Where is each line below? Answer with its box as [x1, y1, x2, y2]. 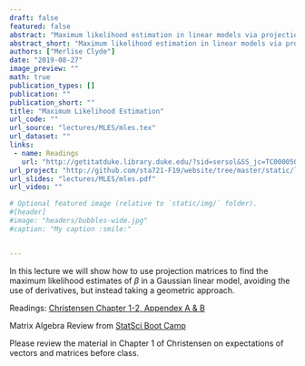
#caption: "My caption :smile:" [9, 224, 132, 233]
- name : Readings [13, 148, 79, 158]
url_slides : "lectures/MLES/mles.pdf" [9, 174, 156, 183]
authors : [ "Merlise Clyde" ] [9, 47, 116, 56]
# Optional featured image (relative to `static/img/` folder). [9, 199, 258, 208]
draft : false [9, 13, 59, 23]
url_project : [9, 166, 59, 175]
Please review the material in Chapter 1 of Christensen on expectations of [9, 338, 284, 349]
